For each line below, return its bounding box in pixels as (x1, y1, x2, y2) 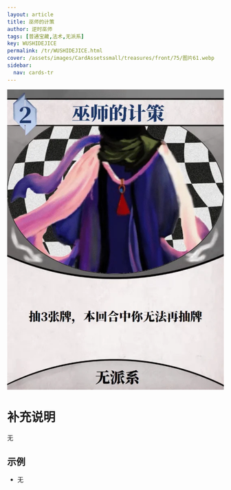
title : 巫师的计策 (7, 18, 55, 25)
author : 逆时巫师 (7, 25, 53, 32)
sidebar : (7, 62, 32, 69)
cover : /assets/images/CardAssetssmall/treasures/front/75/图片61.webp (7, 55, 214, 62)
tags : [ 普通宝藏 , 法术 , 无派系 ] (7, 33, 85, 40)
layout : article (7, 11, 54, 18)
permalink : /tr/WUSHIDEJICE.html (7, 47, 103, 54)
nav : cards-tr (13, 69, 54, 76)
